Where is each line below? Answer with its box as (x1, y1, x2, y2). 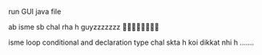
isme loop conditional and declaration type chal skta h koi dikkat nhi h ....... (8, 37, 255, 47)
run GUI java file (8, 7, 62, 16)
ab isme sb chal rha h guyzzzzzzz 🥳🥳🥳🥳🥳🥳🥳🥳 (8, 22, 159, 31)
